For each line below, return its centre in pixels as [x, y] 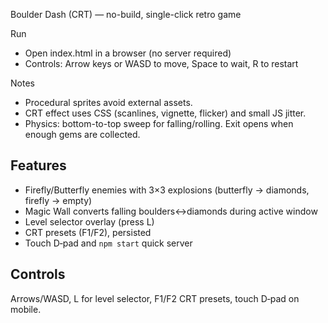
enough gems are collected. [82, 134]
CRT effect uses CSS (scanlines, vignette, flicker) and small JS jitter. [165, 113]
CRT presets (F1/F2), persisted [88, 232]
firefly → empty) [58, 200]
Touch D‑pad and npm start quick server [108, 243]
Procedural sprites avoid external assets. [108, 102]
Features [38, 165]
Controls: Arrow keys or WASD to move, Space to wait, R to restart [161, 63]
